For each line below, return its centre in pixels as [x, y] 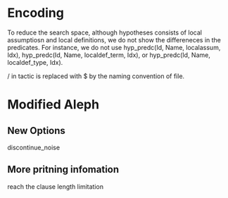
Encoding [36, 13]
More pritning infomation [63, 169]
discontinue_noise [34, 147]
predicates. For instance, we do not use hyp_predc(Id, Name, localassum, [114, 47]
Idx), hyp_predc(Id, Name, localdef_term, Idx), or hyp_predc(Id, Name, [109, 55]
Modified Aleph [53, 105]
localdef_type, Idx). [35, 62]
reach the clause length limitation [56, 186]
